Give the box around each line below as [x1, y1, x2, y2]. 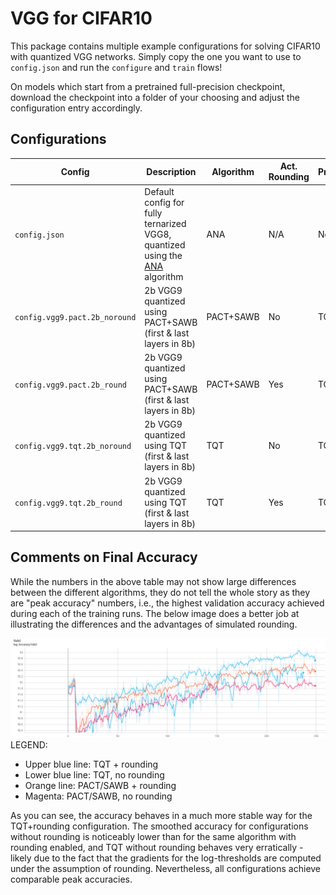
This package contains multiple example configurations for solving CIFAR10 [10, 40, 321, 52]
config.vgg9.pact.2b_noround [14, 313, 137, 323]
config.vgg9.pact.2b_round [14, 380, 127, 390]
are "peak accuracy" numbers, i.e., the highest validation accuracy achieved [10, 597, 325, 609]
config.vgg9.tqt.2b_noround [14, 442, 132, 452]
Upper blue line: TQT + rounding [24, 758, 159, 771]
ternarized [144, 217, 187, 229]
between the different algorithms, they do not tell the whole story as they [10, 586, 311, 598]
